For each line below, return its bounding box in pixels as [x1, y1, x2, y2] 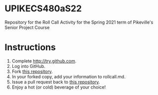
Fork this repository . [11, 68, 53, 74]
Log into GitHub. [11, 63, 46, 69]
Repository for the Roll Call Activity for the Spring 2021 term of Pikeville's [4, 19, 154, 25]
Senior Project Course [4, 24, 50, 30]
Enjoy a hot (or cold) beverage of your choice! [11, 84, 106, 90]
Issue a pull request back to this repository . [11, 79, 100, 85]
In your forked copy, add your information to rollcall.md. [11, 73, 126, 79]
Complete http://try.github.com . [11, 58, 77, 64]
